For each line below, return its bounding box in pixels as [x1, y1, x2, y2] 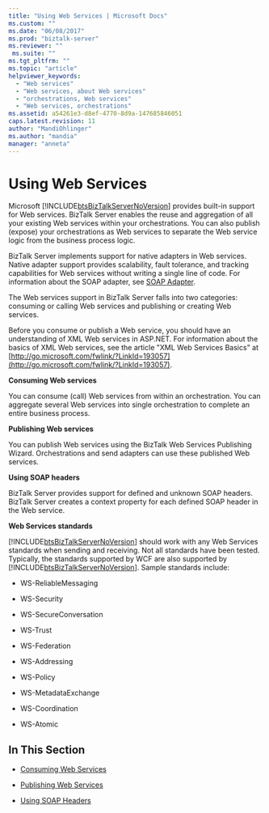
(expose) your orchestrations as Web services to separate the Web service [8, 227, 258, 237]
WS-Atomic [19, 719, 59, 729]
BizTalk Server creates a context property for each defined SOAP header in [8, 497, 258, 506]
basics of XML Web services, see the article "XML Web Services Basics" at [8, 343, 259, 353]
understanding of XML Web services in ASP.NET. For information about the [8, 334, 258, 344]
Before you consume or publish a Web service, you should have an [8, 325, 232, 336]
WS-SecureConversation [19, 610, 103, 620]
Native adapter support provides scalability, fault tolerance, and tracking [8, 260, 249, 269]
